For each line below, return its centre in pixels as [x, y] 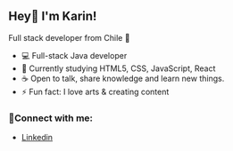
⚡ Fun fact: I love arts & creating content [95, 91]
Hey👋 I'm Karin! [53, 16]
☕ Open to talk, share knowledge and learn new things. [123, 78]
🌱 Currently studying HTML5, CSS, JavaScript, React [118, 68]
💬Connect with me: [51, 118]
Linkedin [37, 138]
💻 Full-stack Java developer [74, 55]
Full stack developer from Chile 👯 [69, 37]
